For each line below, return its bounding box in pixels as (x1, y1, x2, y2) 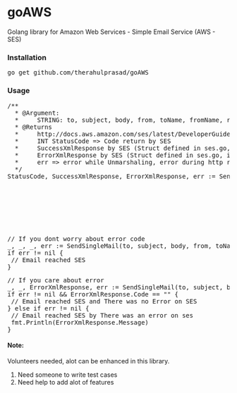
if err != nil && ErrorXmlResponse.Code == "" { (7, 290, 178, 298)
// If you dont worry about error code (7, 235, 145, 243)
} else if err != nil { (7, 304, 90, 312)
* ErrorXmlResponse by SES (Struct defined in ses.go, (14, 151, 224, 159)
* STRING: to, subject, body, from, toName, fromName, (14, 116, 224, 124)
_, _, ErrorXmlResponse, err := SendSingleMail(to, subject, (7, 283, 224, 291)
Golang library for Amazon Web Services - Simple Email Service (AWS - (7, 27, 216, 36)
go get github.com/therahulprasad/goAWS (7, 68, 150, 77)
